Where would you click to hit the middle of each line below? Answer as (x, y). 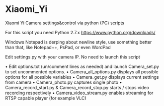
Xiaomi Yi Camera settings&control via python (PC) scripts (65, 23)
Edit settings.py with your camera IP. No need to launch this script (73, 57)
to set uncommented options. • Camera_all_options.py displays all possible (82, 72)
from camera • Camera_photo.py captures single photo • (64, 82)
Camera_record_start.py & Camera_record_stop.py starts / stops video (77, 87)
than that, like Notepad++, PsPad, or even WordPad (58, 47)
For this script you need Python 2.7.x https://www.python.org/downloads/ (80, 32)
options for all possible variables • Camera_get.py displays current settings (82, 77)
